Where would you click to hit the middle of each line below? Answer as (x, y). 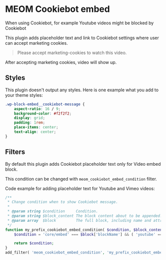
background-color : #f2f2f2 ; (43, 113)
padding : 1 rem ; (30, 123)
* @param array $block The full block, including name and (79, 220)
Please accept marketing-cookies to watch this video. (72, 53)
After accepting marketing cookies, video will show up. (61, 62)
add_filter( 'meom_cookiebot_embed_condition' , (55, 253)
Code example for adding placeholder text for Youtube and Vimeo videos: (80, 188)
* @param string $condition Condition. (53, 211)
